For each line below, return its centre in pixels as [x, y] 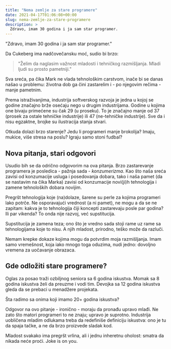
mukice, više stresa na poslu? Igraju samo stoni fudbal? [64, 137]
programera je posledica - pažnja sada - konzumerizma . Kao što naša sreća [86, 171]
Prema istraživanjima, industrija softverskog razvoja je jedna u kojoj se [80, 100]
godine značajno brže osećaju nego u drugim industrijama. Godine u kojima [85, 105]
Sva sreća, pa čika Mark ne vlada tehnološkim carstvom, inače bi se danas [84, 79]
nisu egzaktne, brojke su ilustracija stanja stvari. [56, 122]
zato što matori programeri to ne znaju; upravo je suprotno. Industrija [78, 315]
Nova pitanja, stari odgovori [51, 153]
